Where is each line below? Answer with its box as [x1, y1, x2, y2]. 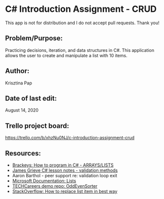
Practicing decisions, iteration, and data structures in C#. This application [5, 47, 155, 53]
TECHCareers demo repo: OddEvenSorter [12, 183, 98, 189]
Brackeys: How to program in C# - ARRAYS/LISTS [12, 162, 114, 168]
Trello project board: [5, 121, 69, 130]
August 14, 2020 [5, 107, 39, 113]
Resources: [5, 149, 41, 158]
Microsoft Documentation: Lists [12, 178, 77, 184]
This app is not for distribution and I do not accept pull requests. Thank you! [5, 20, 160, 26]
